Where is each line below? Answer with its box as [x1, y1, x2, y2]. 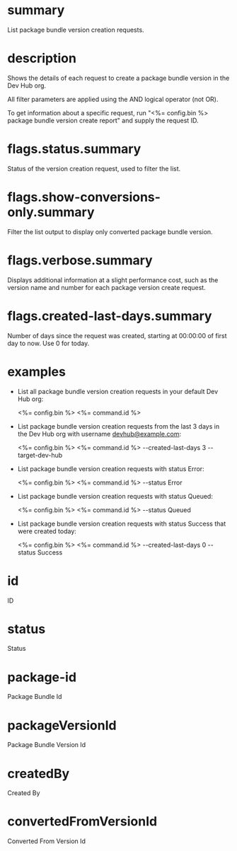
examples [7, 364, 66, 380]
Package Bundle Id [7, 693, 62, 701]
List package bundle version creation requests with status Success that [17, 519, 226, 528]
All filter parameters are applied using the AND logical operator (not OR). [7, 95, 219, 103]
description [7, 50, 76, 66]
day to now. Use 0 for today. [7, 339, 90, 347]
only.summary [7, 204, 95, 220]
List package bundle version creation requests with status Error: [17, 464, 204, 473]
